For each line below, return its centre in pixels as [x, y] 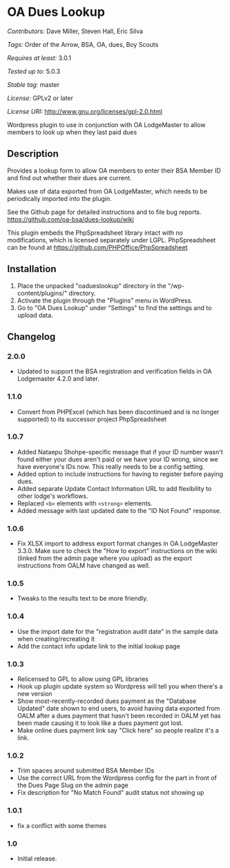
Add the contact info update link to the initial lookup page [99, 646]
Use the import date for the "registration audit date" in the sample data [117, 631]
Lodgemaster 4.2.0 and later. [58, 379]
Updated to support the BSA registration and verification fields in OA [114, 372]
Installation [32, 269]
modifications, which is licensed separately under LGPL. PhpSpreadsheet [112, 240]
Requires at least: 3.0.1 [39, 58]
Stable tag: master [33, 84]
